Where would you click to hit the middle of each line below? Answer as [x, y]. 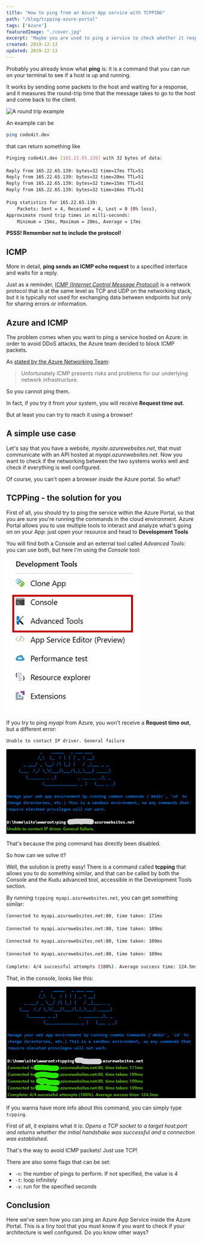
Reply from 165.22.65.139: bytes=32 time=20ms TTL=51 [75, 177]
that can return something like [43, 146]
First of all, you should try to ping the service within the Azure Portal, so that [100, 513]
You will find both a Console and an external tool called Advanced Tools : [96, 543]
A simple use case [41, 434]
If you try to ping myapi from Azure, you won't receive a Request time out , [99, 722]
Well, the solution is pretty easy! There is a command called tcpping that [96, 867]
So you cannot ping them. [38, 391]
